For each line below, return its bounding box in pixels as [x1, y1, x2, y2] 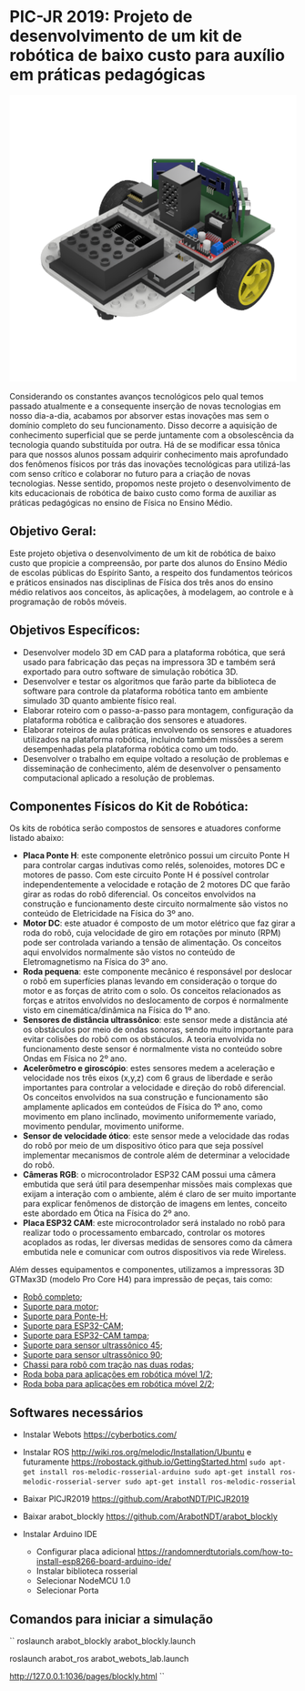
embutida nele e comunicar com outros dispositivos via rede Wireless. [22, 1247, 287, 1258]
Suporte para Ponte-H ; [22, 1311, 108, 1321]
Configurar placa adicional [36, 1546, 137, 1557]
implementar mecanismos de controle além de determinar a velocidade [22, 1149, 290, 1161]
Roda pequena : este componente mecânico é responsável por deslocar [22, 967, 293, 977]
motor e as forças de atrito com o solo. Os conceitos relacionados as [22, 986, 281, 997]
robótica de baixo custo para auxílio [9, 46, 285, 66]
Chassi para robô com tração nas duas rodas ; [22, 1359, 194, 1371]
